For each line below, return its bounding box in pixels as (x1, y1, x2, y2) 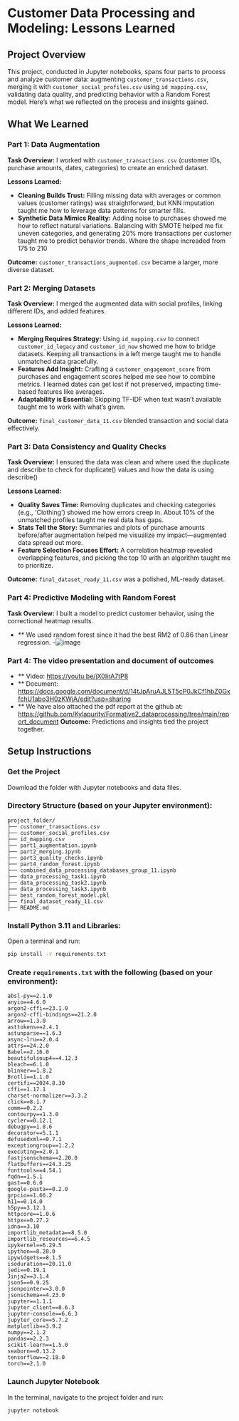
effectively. (7, 424, 41, 432)
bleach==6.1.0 (7, 1061, 50, 1068)
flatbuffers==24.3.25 (7, 1161, 72, 1168)
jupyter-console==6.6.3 (7, 1311, 78, 1318)
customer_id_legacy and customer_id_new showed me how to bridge (17, 342, 216, 350)
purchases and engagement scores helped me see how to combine (17, 372, 216, 380)
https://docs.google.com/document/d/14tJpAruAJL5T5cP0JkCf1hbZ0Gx (17, 687, 231, 695)
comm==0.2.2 (7, 1105, 43, 1112)
